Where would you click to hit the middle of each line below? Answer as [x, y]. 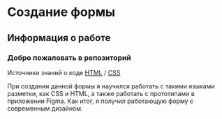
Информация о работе [59, 38]
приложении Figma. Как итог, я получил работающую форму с [101, 101]
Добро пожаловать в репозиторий [69, 58]
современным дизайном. [45, 108]
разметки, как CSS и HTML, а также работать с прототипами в [101, 93]
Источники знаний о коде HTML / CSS [64, 72]
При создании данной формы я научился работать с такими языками [111, 86]
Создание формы [61, 12]
